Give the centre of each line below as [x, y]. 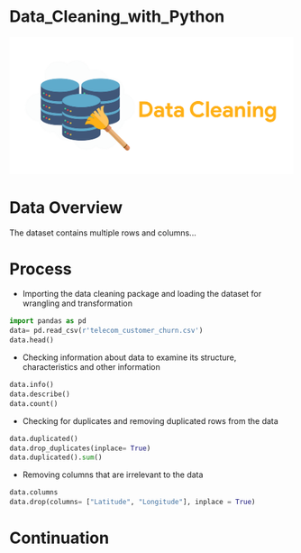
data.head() [32, 340]
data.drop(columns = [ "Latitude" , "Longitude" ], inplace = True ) [132, 502]
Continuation [59, 538]
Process [41, 269]
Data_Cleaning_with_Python [117, 17]
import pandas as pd [48, 321]
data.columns [34, 493]
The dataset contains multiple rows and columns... [103, 233]
